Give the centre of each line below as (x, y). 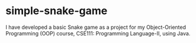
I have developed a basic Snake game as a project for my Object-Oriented (96, 27)
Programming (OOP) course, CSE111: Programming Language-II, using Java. (98, 33)
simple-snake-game (57, 11)
